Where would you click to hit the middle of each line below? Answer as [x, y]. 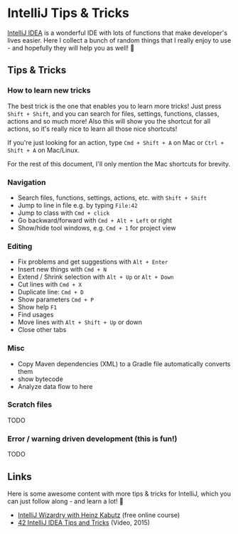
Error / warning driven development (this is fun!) [92, 439]
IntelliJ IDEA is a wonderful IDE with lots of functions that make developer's [118, 33]
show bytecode [40, 379]
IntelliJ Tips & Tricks [69, 13]
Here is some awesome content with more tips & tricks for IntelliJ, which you [119, 493]
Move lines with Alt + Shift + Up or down [80, 322]
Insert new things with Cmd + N [62, 269]
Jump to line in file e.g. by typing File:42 [77, 205]
